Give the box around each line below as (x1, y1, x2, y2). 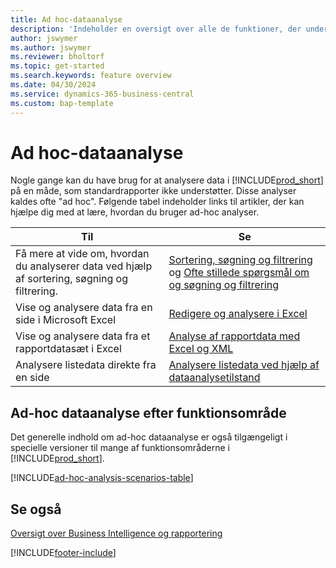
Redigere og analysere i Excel (168, 307, 308, 321)
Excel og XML (168, 342, 234, 356)
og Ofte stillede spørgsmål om (168, 266, 310, 280)
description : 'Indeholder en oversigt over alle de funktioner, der (10, 24, 302, 34)
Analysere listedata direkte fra (15, 358, 157, 372)
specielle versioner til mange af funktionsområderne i (10, 442, 230, 454)
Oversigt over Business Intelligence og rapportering (10, 527, 223, 540)
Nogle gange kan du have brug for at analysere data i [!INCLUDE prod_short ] (10, 174, 324, 186)
